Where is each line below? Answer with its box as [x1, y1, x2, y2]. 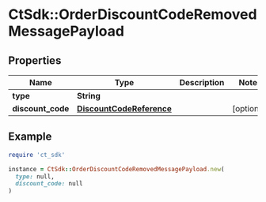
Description [179, 77, 225, 88]
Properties [8, 54, 62, 67]
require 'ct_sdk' [8, 151, 66, 159]
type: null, [15, 172, 55, 181]
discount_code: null [15, 180, 83, 188]
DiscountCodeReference [76, 103, 172, 114]
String [76, 91, 101, 101]
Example [8, 130, 52, 144]
